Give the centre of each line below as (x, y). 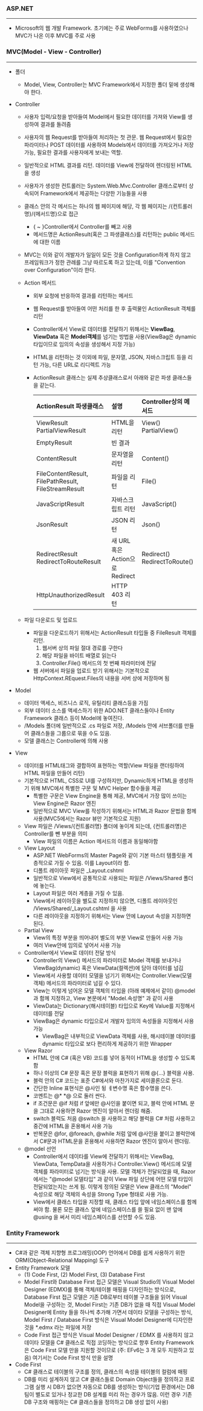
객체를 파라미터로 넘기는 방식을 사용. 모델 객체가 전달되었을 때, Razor (114, 1171)
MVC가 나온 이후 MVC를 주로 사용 (55, 36)
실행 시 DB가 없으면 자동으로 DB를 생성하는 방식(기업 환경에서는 (111, 1387)
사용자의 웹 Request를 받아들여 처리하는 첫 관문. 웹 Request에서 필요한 (108, 137)
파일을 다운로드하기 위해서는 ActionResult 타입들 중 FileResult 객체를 (115, 633)
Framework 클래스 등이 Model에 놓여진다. (74, 718)
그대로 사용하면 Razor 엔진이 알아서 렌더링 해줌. (96, 1111)
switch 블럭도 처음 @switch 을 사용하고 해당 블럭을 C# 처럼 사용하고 (114, 1118)
